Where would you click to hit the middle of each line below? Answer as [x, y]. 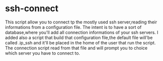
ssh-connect [32, 9]
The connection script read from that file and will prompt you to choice [76, 48]
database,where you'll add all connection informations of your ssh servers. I [82, 32]
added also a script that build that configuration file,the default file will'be [79, 38]
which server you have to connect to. [43, 53]
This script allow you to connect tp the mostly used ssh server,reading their [81, 22]
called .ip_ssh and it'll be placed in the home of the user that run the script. [80, 42]
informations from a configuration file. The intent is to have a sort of [73, 27]
